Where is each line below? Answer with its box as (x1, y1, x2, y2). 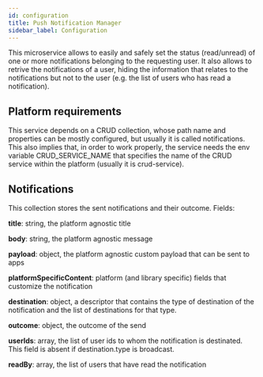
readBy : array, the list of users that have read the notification (8, 360, 207, 369)
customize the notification (8, 282, 93, 291)
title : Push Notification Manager (8, 19, 122, 27)
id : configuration (8, 11, 69, 20)
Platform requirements (8, 105, 122, 118)
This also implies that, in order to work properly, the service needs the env (8, 143, 250, 152)
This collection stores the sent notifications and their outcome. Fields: (8, 204, 235, 212)
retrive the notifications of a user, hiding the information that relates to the (8, 65, 249, 74)
